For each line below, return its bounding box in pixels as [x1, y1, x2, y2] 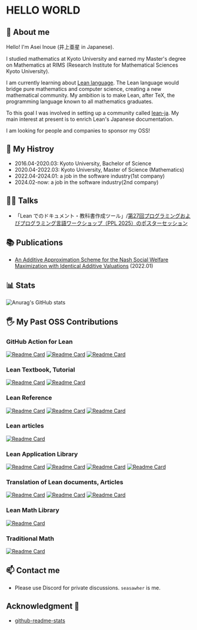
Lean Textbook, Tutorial [6, 365, 75, 373]
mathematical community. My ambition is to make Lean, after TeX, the [6, 92, 175, 99]
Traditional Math [6, 534, 55, 543]
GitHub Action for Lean [6, 337, 73, 346]
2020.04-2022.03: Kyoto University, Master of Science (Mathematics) [14, 166, 185, 173]
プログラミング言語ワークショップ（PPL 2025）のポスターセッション [19, 219, 188, 227]
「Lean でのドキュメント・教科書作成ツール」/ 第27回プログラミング [14, 212, 181, 219]
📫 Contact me [6, 566, 60, 576]
